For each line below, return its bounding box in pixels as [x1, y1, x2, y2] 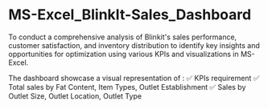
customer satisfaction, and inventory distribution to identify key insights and [8, 40, 260, 50]
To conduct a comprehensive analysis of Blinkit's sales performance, [8, 32, 237, 42]
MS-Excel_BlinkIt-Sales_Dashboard [8, 6, 252, 24]
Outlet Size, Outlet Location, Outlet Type [8, 91, 142, 101]
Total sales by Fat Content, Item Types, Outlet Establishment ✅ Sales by [8, 82, 246, 91]
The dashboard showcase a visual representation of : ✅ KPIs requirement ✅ [8, 73, 260, 83]
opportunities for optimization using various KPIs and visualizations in [8, 49, 239, 59]
